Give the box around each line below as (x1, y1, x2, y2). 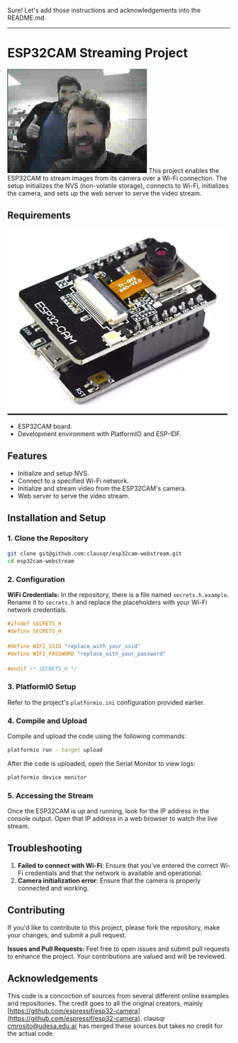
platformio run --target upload (7, 747, 103, 754)
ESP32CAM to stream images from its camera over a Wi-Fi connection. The (7, 174, 228, 182)
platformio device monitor (7, 774, 87, 781)
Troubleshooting (7, 842, 83, 854)
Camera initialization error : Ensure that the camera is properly (17, 876, 201, 885)
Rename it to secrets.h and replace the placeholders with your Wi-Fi (7, 598, 208, 607)
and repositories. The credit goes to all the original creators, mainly (7, 999, 203, 1008)
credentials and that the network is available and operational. (24, 869, 203, 877)
